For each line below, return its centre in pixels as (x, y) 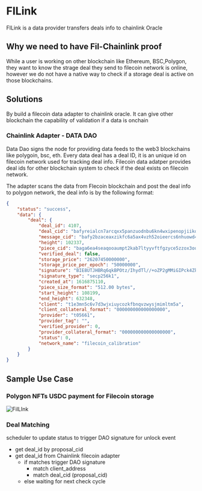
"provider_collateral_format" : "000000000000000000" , (107, 332)
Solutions (25, 100)
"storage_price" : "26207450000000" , (84, 259)
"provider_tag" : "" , (64, 321)
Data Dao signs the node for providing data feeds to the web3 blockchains (98, 149)
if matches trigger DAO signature (65, 462)
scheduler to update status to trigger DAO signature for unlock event (91, 438)
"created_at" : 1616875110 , (72, 282)
